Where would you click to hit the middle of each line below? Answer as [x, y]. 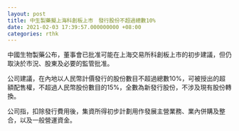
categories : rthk [33, 34]
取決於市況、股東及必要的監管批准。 [60, 64]
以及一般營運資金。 [48, 120]
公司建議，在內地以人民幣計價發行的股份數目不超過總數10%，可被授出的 [113, 79]
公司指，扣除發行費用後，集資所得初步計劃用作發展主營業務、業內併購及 [113, 111]
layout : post [27, 14]
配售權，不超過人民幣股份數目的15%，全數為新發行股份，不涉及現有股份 [119, 87]
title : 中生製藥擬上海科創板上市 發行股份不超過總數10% [82, 21]
